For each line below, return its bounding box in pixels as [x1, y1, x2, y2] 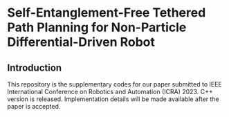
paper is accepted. [7, 102, 61, 110]
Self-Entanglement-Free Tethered [7, 5, 206, 21]
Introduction [7, 62, 62, 73]
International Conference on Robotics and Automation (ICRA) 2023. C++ [7, 88, 213, 96]
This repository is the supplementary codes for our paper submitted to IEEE [7, 80, 223, 88]
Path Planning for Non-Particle [7, 19, 187, 35]
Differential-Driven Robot [7, 35, 156, 50]
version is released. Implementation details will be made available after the [7, 95, 219, 103]
